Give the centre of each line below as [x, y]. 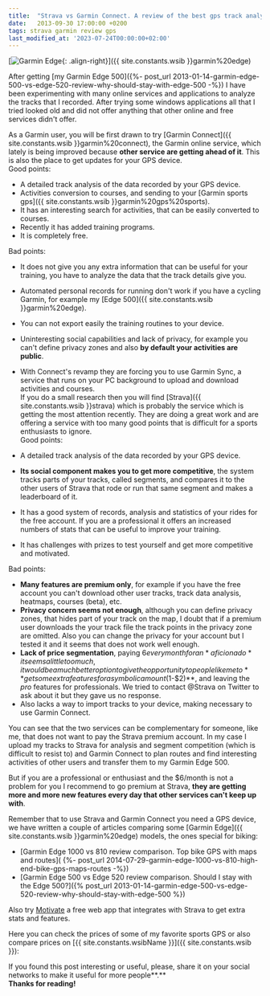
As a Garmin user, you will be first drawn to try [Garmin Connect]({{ [120, 135]
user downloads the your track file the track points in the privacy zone [136, 627]
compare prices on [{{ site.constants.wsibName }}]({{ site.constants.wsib [130, 943]
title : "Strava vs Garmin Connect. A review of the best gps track [125, 16]
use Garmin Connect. [55, 712]
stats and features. [39, 918]
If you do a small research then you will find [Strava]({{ [110, 398]
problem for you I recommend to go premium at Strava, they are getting [127, 786]
